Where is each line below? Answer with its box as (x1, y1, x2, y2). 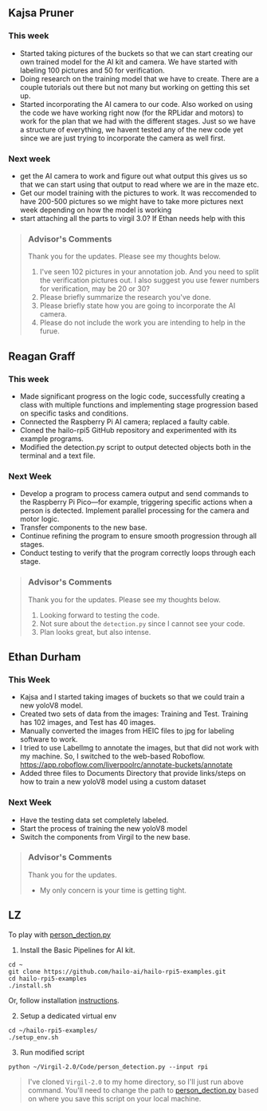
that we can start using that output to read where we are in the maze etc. (19, 179, 259, 189)
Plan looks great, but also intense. (39, 627, 151, 636)
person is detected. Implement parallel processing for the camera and (19, 506, 249, 515)
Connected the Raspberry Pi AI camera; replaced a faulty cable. (19, 416, 230, 426)
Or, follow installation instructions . (8, 995, 120, 1005)
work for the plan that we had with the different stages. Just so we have (19, 116, 257, 126)
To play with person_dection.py (8, 929, 112, 940)
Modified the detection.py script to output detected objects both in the (19, 442, 251, 451)
